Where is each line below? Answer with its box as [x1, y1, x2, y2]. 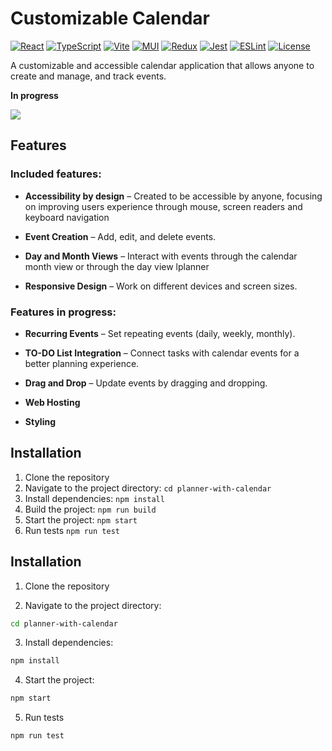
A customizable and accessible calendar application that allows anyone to [10, 59, 315, 71]
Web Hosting [24, 396, 81, 408]
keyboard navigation [24, 211, 110, 223]
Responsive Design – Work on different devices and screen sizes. [24, 280, 298, 292]
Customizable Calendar [10, 7, 210, 30]
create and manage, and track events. [10, 70, 167, 82]
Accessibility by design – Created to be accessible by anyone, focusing [24, 190, 323, 202]
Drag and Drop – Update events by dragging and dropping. [24, 377, 268, 389]
